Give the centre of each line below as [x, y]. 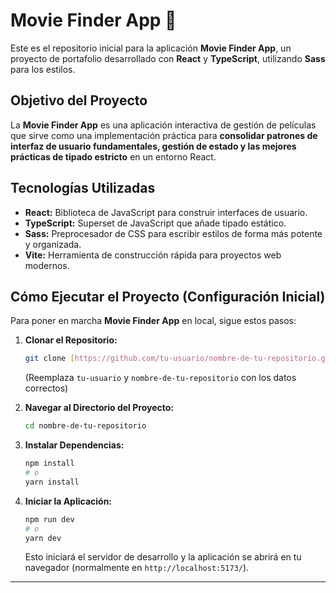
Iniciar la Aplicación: [68, 501]
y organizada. [53, 244]
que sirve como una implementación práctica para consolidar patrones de [164, 135]
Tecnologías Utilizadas [83, 188]
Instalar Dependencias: [74, 445]
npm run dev [49, 519]
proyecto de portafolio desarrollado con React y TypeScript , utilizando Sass [168, 58]
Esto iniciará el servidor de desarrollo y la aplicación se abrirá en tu [163, 557]
